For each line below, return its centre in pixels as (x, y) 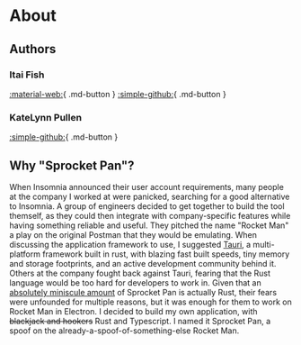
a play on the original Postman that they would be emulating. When (133, 234)
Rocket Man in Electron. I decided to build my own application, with (133, 311)
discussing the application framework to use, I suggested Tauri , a (130, 244)
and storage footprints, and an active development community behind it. (143, 263)
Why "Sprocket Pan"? (72, 165)
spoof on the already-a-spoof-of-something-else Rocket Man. (124, 331)
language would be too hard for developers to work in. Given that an (136, 282)
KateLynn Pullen (46, 117)
